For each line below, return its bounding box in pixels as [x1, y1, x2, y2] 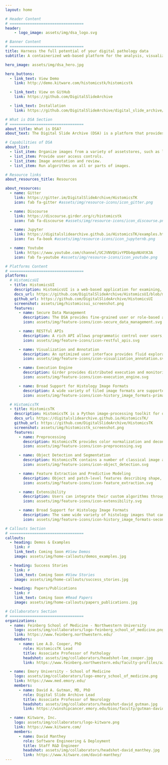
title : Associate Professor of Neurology [23, 697, 111, 702]
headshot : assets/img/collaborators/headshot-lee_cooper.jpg [23, 655, 153, 660]
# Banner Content [5, 39, 41, 44]
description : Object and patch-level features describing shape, [23, 475, 162, 480]
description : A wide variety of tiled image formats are [23, 388, 144, 393]
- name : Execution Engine [18, 365, 72, 370]
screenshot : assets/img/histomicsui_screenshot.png [14, 301, 124, 306]
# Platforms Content [5, 263, 48, 269]
